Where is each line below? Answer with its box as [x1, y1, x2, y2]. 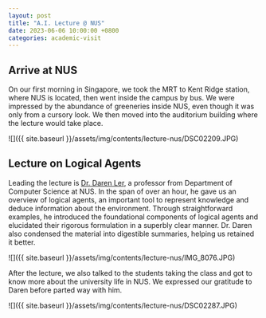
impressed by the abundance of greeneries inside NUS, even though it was [8, 101, 255, 112]
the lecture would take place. [8, 119, 104, 128]
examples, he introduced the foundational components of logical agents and [8, 212, 259, 222]
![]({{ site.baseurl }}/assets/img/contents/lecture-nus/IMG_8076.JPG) [8, 253, 236, 262]
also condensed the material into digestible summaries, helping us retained [8, 229, 255, 238]
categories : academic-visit [8, 33, 102, 42]
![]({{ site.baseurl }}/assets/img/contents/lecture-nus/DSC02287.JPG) [8, 300, 237, 310]
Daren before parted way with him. [8, 285, 123, 295]
